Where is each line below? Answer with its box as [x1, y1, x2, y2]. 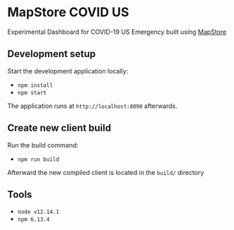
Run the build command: [7, 140, 79, 149]
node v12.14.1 [17, 209, 59, 216]
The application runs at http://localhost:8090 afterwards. [7, 102, 178, 110]
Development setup [7, 48, 96, 60]
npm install [17, 82, 53, 89]
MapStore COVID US [7, 4, 129, 20]
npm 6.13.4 [17, 216, 50, 223]
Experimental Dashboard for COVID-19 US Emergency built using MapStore [7, 28, 227, 36]
